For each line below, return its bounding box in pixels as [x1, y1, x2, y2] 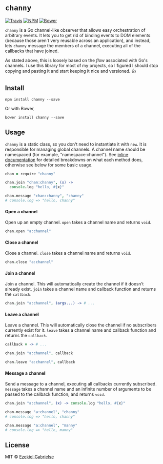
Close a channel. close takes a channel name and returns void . [5, 250, 132, 256]
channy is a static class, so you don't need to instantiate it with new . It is [5, 141, 147, 147]
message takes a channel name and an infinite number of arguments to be [5, 386, 152, 392]
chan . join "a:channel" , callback [5, 351, 73, 356]
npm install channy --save [5, 97, 60, 102]
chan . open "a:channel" [5, 229, 51, 234]
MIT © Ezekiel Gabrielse [5, 454, 54, 460]
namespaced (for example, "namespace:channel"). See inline [5, 151, 128, 157]
